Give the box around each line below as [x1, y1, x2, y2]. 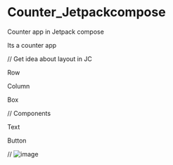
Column [7, 81, 30, 90]
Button [7, 136, 27, 145]
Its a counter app [7, 41, 57, 49]
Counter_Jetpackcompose [7, 4, 167, 20]
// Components [7, 109, 51, 117]
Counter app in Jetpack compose [7, 27, 104, 36]
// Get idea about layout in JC [7, 54, 93, 63]
